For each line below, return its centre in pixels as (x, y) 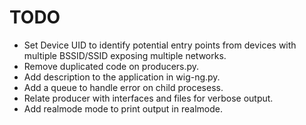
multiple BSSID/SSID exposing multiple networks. (125, 55)
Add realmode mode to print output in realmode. (123, 108)
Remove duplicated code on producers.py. (111, 66)
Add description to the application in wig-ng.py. (122, 77)
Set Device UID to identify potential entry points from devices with (160, 45)
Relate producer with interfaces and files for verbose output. (148, 98)
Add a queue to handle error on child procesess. (123, 87)
